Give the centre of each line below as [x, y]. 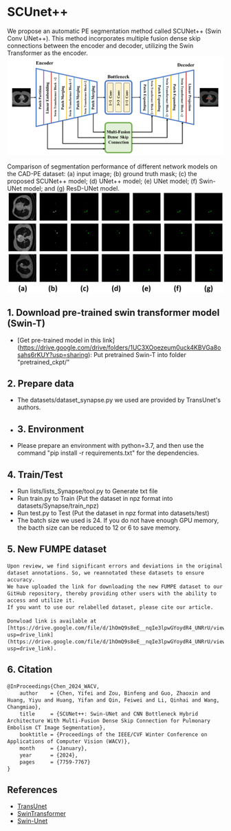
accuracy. [21, 580]
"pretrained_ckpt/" [43, 362]
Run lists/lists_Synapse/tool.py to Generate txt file [87, 491]
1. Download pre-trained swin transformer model [113, 313]
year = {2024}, [49, 755]
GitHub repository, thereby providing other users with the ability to [112, 593]
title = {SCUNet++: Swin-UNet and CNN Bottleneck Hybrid [109, 714]
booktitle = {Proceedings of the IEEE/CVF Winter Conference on [113, 734]
